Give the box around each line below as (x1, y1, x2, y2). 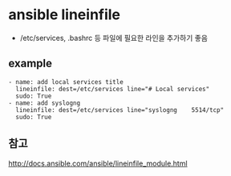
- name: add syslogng (8, 98, 81, 107)
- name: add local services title (8, 78, 124, 86)
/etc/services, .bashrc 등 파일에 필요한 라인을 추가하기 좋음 (19, 33, 209, 42)
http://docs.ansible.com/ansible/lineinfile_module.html (8, 158, 188, 168)
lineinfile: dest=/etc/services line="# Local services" (15, 85, 210, 93)
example (8, 57, 53, 70)
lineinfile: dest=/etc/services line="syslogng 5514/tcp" (15, 106, 225, 114)
